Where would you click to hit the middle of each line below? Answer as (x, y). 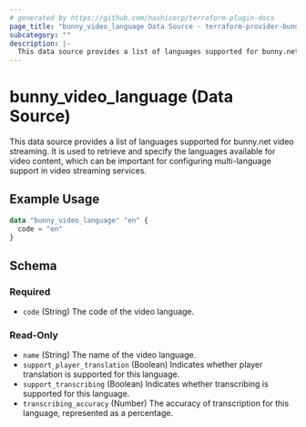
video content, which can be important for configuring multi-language (140, 161)
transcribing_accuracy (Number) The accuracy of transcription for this (156, 403)
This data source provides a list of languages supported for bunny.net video (152, 141)
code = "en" (41, 229)
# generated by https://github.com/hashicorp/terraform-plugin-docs (142, 18)
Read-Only (34, 336)
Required (30, 291)
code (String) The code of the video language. (108, 312)
